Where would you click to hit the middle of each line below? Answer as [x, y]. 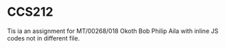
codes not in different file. [44, 38]
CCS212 [30, 12]
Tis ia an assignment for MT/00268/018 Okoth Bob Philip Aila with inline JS [113, 31]
